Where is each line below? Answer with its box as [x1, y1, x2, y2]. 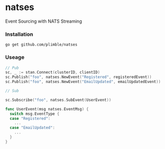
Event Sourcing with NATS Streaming [5, 18, 82, 24]
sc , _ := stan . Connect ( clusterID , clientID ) [5, 70, 100, 75]
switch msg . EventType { [10, 111, 59, 116]
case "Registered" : [10, 116, 51, 121]
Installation [5, 31, 34, 38]
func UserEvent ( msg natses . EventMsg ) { [5, 106, 89, 112]
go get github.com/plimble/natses [5, 42, 78, 47]
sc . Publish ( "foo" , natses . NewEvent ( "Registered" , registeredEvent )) [5, 74, 152, 80]
